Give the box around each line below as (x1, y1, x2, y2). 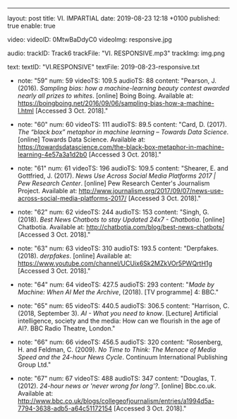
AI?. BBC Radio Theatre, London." (17, 324, 116, 333)
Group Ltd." (17, 360, 51, 369)
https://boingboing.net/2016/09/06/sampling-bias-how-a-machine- (17, 99, 214, 107)
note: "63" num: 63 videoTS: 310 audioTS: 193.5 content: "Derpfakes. (17, 244, 219, 252)
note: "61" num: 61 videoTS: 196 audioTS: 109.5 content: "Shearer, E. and (17, 164, 229, 172)
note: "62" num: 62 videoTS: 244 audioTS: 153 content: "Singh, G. (17, 208, 209, 216)
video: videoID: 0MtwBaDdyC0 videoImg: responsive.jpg (7, 35, 173, 43)
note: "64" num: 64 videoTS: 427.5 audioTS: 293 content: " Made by (17, 280, 215, 289)
